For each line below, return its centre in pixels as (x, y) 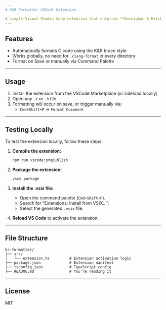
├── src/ (14, 254)
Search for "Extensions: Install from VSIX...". (64, 203)
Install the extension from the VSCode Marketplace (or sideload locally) (85, 93)
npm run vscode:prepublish (40, 160)
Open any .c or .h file (34, 99)
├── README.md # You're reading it (58, 271)
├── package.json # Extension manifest (59, 263)
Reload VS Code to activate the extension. (55, 218)
